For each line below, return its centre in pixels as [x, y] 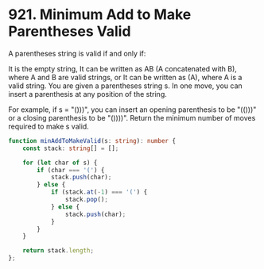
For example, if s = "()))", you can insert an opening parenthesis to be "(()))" [132, 110]
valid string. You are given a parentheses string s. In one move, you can [125, 86]
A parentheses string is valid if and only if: [77, 53]
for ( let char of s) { [60, 163]
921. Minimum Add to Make [100, 15]
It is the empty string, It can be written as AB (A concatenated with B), [122, 68]
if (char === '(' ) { [71, 170]
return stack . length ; [58, 251]
